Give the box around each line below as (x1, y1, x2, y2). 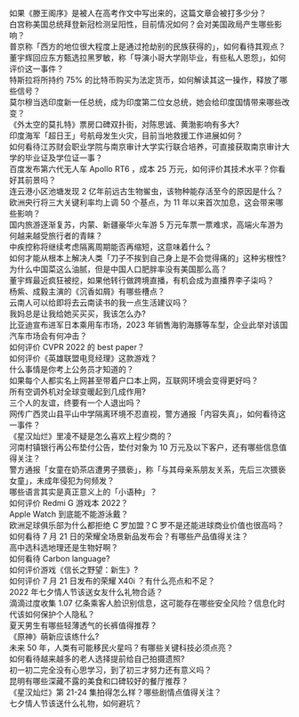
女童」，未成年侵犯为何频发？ (9, 476, 115, 485)
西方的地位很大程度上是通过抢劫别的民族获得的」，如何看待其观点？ (39, 41, 287, 52)
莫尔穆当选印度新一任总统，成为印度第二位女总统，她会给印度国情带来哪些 (9, 97, 282, 107)
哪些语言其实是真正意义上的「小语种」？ (9, 486, 158, 497)
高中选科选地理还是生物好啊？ (9, 542, 118, 552)
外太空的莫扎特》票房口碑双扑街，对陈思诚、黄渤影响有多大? (16, 119, 240, 129)
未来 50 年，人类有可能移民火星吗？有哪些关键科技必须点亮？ (9, 642, 234, 653)
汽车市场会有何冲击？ (9, 330, 87, 341)
